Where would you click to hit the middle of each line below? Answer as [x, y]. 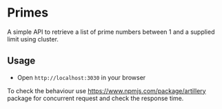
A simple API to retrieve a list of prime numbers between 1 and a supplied [111, 32]
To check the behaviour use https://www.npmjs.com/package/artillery [107, 90]
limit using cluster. [33, 39]
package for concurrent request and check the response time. [95, 98]
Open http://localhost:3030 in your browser [81, 77]
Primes [28, 13]
